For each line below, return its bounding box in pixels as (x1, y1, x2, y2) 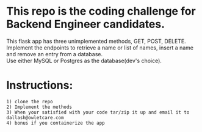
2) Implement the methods (6, 104, 72, 110)
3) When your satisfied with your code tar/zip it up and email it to (6, 109, 190, 116)
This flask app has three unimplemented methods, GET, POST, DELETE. (6, 37, 186, 45)
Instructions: (6, 78, 73, 92)
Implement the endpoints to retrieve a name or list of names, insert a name (6, 44, 194, 51)
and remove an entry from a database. (6, 50, 103, 57)
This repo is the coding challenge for (6, 4, 197, 18)
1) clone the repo (6, 98, 53, 105)
